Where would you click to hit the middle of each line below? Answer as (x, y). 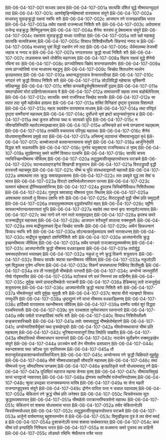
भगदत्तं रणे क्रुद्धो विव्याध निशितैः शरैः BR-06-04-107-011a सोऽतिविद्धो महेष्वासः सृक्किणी (75, 80)
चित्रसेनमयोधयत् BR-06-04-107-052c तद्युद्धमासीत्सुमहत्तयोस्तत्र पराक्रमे (65, 411)
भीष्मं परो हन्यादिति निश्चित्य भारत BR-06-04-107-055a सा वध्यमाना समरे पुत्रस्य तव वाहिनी (79, 428)
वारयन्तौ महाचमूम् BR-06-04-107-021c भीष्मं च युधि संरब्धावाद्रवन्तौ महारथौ (66, 170)
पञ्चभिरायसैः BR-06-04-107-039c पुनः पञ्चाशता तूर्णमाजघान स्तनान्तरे (64, 310)
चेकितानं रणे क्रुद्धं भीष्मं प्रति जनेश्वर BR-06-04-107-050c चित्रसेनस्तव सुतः (87, 394)
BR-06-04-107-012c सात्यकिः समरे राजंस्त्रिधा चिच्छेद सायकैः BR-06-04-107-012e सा (80, 97)
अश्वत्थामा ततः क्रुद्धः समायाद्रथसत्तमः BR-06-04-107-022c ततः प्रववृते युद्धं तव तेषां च (86, 176)
